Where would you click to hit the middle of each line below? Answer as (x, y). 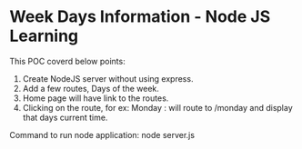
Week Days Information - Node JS (140, 17)
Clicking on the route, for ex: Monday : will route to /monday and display (157, 107)
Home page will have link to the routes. (96, 98)
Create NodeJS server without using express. (108, 78)
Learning (44, 36)
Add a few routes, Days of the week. (91, 88)
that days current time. (65, 117)
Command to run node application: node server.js (102, 134)
